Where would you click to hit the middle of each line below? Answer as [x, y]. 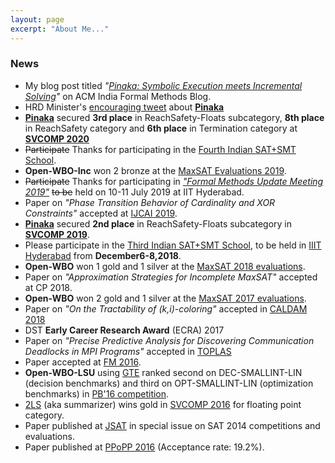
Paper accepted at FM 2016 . [83, 362]
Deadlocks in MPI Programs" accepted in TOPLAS [128, 351]
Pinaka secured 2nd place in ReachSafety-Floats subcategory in [158, 223]
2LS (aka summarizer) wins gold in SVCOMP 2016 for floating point [163, 404]
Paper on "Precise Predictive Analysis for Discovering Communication [169, 340]
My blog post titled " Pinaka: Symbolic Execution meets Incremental [163, 85]
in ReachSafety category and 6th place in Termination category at [161, 128]
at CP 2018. [48, 287]
